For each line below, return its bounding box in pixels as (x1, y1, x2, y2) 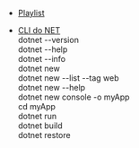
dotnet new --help (17, 83, 86, 92)
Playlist (17, 8, 45, 18)
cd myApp (17, 101, 56, 111)
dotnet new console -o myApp (17, 91, 130, 102)
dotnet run (17, 111, 57, 121)
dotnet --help (17, 44, 68, 55)
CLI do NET (17, 25, 61, 35)
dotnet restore (17, 130, 71, 140)
